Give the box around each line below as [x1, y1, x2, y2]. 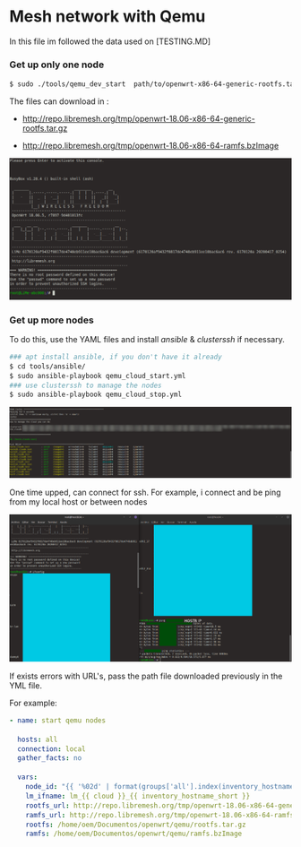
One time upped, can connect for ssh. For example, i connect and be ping [9, 487, 281, 498]
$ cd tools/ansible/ [9, 361, 87, 371]
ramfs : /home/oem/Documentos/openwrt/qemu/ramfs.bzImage [25, 829, 243, 839]
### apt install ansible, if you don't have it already [9, 352, 222, 361]
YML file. [9, 679, 43, 691]
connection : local [17, 744, 87, 754]
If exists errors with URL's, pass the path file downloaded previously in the [9, 670, 283, 681]
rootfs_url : [25, 800, 70, 810]
